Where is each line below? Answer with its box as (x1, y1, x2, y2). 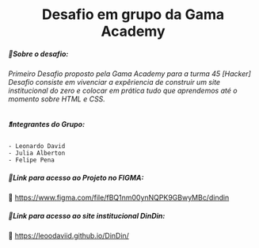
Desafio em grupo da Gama (41, 6, 225, 24)
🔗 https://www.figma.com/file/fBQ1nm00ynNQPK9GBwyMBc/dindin (8, 193, 230, 203)
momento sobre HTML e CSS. (8, 94, 105, 104)
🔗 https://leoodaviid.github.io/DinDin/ (8, 231, 129, 241)
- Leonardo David (8, 143, 66, 151)
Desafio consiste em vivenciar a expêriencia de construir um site (8, 78, 220, 87)
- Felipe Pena (8, 156, 55, 164)
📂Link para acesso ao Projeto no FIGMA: (8, 173, 144, 182)
